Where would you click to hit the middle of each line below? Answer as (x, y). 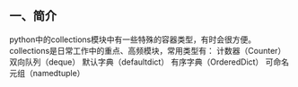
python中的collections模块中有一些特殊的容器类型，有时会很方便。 (133, 39)
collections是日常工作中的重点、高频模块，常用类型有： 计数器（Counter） (148, 50)
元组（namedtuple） (47, 73)
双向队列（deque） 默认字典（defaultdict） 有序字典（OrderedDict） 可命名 (149, 62)
